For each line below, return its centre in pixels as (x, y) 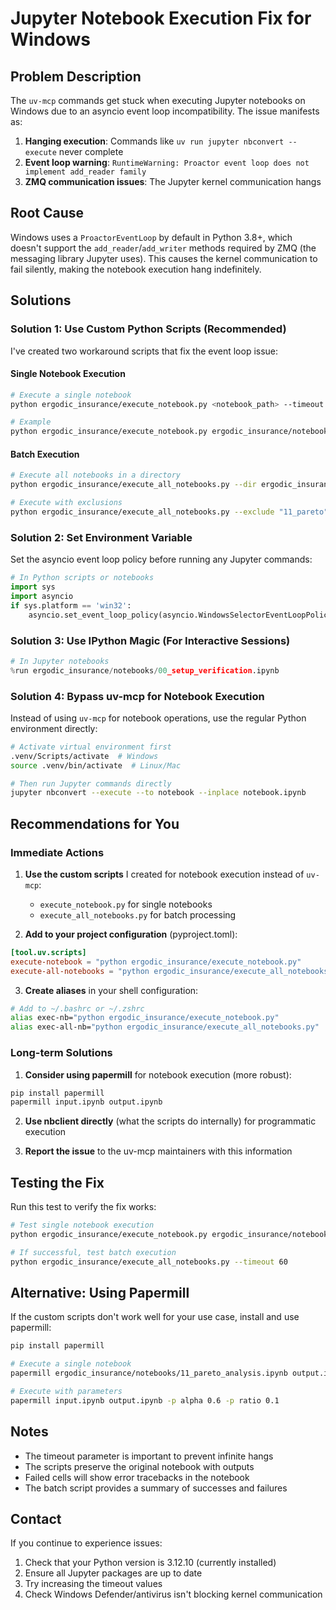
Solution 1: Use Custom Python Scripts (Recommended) (148, 329)
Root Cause (47, 213)
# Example (31, 422)
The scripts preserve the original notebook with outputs (139, 1466)
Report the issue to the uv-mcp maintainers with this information (158, 1151)
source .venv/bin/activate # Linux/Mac (96, 765)
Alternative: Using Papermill (100, 1292)
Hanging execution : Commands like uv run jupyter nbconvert (154, 141)
